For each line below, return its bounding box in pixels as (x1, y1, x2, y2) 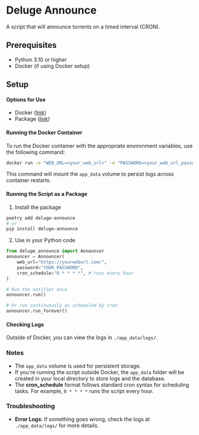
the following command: (6, 149, 65, 156)
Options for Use (6, 96, 46, 103)
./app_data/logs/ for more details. (14, 421, 99, 429)
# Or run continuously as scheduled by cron (6, 302, 118, 308)
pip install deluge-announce (6, 226, 78, 232)
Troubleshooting (6, 402, 55, 410)
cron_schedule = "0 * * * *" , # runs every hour (17, 270, 134, 276)
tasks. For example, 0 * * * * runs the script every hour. (14, 387, 154, 394)
